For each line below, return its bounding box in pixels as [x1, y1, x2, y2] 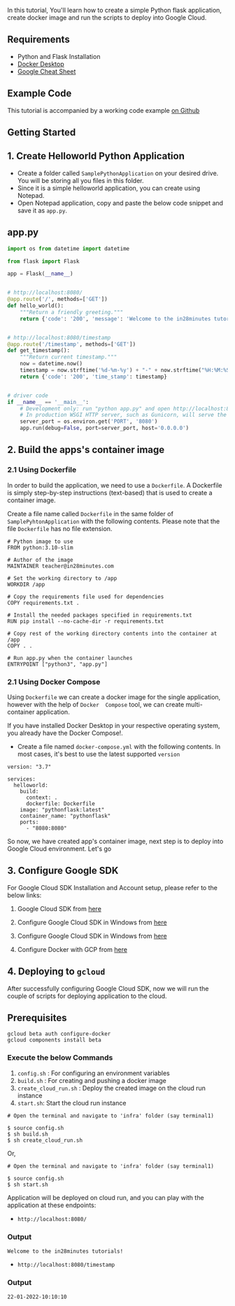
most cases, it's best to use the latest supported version [17, 750, 180, 758]
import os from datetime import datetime [7, 245, 130, 252]
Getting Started [7, 126, 76, 139]
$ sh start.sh [7, 1181, 49, 1188]
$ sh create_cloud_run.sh [7, 1136, 83, 1144]
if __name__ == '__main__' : [7, 398, 90, 405]
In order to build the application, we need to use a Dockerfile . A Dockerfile [7, 480, 222, 490]
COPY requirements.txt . [7, 599, 80, 606]
